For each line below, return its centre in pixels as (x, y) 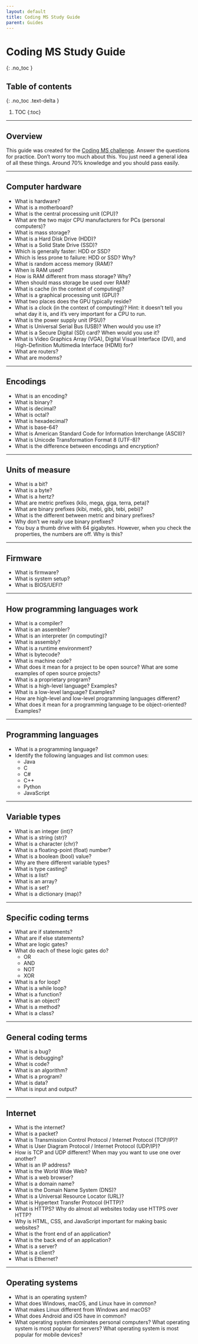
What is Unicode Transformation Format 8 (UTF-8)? (77, 440)
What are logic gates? (41, 945)
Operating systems (42, 1283)
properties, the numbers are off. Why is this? (69, 534)
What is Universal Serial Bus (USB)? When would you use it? (88, 326)
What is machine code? (43, 661)
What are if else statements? (49, 938)
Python (32, 787)
